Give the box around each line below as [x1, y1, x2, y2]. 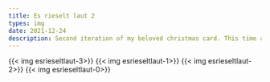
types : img [8, 19, 45, 27]
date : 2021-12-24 [8, 27, 67, 35]
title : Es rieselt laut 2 [8, 11, 95, 20]
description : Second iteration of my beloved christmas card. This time [8, 34, 257, 43]
